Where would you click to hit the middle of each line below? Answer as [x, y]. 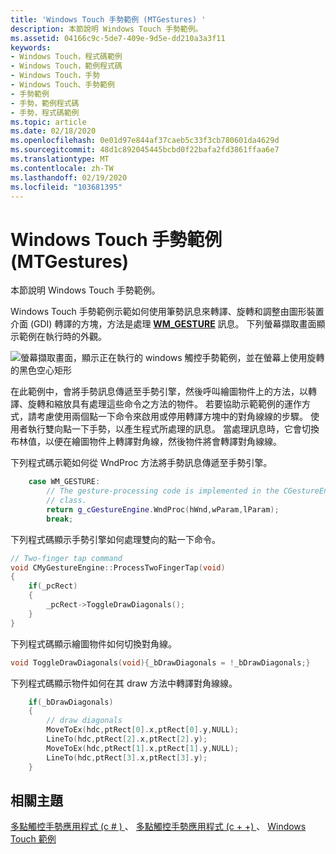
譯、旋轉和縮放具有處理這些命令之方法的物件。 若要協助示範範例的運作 [156, 404]
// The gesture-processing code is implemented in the [163, 491]
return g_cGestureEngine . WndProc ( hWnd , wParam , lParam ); [163, 509]
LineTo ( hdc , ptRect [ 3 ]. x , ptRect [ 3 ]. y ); [127, 757]
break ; [60, 519]
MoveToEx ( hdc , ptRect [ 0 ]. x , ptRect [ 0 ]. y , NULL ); [143, 730]
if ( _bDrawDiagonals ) [71, 702]
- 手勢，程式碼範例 [45, 112]
